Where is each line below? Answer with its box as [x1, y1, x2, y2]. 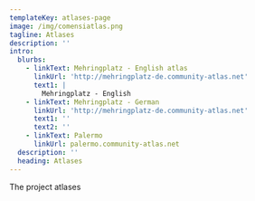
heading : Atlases [17, 156, 83, 166]
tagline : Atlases [9, 30, 75, 39]
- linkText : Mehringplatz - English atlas [25, 64, 188, 73]
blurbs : [17, 55, 47, 64]
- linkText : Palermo [25, 131, 103, 140]
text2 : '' [33, 123, 71, 132]
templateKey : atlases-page [9, 13, 111, 23]
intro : [9, 47, 34, 56]
